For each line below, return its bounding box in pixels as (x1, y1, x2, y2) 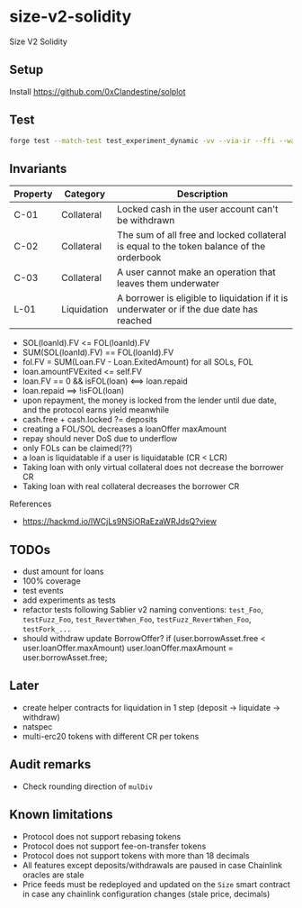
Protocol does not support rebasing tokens (22, 831, 182, 841)
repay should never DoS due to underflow (22, 433, 178, 444)
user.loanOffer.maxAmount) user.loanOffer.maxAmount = (22, 642, 234, 654)
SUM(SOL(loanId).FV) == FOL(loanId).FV (22, 347, 174, 358)
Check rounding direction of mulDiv (22, 781, 154, 792)
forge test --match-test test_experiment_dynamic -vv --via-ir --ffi (9, 136, 276, 145)
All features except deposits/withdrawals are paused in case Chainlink (22, 859, 283, 870)
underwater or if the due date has (116, 304, 259, 316)
